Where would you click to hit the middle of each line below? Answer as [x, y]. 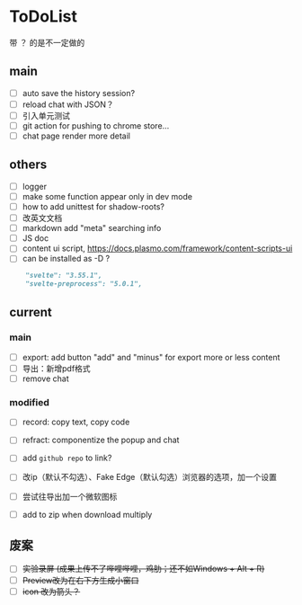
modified [29, 402]
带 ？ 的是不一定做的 [47, 42]
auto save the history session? [79, 93]
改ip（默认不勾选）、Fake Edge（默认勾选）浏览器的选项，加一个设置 [149, 477]
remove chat [45, 378]
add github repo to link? [67, 458]
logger [35, 186]
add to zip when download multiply [87, 514]
